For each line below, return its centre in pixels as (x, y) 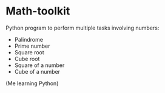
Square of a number (39, 65)
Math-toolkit (38, 11)
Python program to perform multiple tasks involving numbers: (82, 28)
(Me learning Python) (32, 83)
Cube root (27, 59)
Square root (29, 52)
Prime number (32, 46)
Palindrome (29, 39)
